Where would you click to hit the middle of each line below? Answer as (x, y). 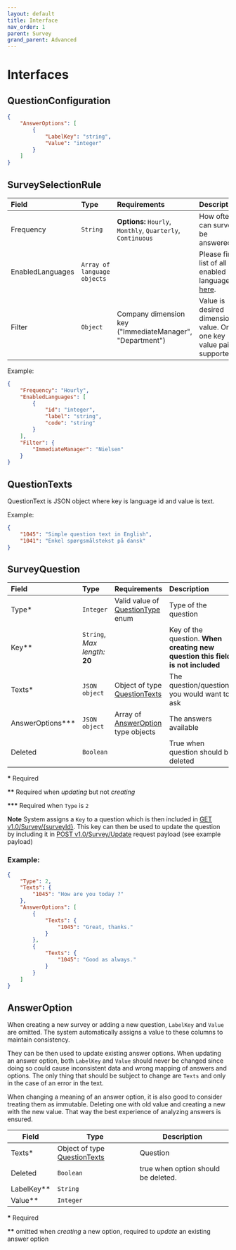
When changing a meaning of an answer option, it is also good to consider (115, 1097)
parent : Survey (29, 33)
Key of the (186, 630)
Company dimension (151, 314)
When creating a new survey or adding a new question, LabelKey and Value (116, 1025)
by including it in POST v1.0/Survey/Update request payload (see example (114, 834)
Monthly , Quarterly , (149, 230)
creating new (191, 648)
